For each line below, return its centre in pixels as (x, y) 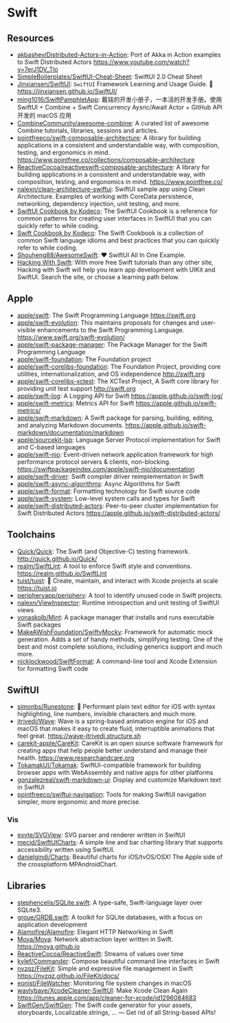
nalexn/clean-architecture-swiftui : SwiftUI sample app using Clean (111, 189)
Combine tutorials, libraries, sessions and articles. (88, 130)
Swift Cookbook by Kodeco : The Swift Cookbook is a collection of (110, 233)
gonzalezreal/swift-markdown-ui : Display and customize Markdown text (119, 780)
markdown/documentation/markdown (70, 432)
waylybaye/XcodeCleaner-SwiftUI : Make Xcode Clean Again (102, 990)
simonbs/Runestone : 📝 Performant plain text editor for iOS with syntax (116, 707)
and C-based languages (51, 447)
